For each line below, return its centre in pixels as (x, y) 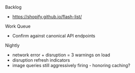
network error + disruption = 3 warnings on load (61, 55)
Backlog (14, 7)
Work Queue (18, 26)
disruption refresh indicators (41, 60)
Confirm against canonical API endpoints (54, 36)
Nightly (12, 45)
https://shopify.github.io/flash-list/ (47, 17)
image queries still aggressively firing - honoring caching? (71, 65)
